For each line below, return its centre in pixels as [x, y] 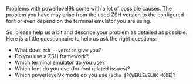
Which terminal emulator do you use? [60, 62]
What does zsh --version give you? [58, 50]
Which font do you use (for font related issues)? [72, 69]
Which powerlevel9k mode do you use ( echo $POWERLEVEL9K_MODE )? [95, 75]
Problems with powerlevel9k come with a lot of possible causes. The [89, 9]
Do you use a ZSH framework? [52, 56]
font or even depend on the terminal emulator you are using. [79, 21]
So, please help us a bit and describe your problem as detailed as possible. [97, 32]
